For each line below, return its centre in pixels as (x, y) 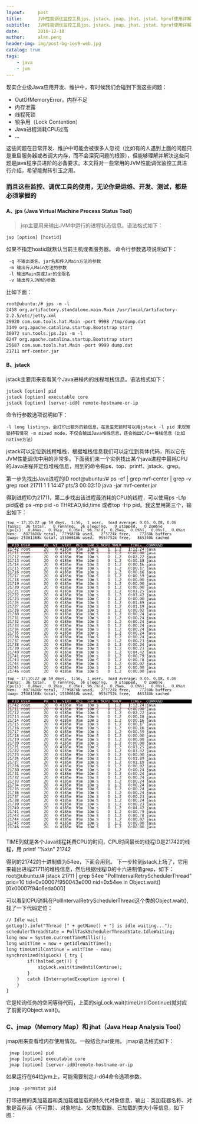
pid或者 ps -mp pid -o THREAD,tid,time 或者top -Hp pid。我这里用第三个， (96, 505)
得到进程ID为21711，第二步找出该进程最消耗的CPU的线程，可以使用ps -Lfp (96, 498)
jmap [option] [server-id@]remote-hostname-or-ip (71, 1065)
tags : (13, 56)
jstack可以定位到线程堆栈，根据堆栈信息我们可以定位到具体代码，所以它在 (96, 451)
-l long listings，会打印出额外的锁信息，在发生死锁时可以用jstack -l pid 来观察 (98, 427)
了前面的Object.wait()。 (35, 1010)
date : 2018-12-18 (35, 31)
